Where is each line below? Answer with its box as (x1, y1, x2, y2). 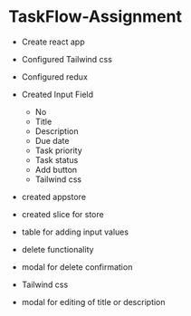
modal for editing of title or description (21, 296, 166, 307)
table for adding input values (21, 226, 129, 237)
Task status (34, 154, 79, 165)
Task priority (34, 145, 82, 156)
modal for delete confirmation (21, 261, 133, 273)
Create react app (21, 36, 85, 47)
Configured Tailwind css (21, 53, 112, 64)
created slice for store (21, 208, 105, 219)
